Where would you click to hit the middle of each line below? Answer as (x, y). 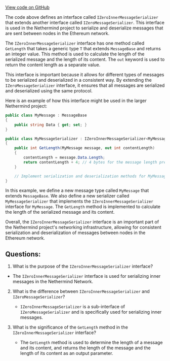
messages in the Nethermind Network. (53, 282)
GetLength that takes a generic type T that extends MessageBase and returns (83, 48)
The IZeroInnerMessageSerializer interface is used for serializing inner (87, 276)
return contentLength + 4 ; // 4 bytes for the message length (90, 162)
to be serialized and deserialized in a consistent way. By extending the (78, 80)
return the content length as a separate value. (53, 65)
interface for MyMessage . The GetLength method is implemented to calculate (83, 207)
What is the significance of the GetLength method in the (70, 327)
